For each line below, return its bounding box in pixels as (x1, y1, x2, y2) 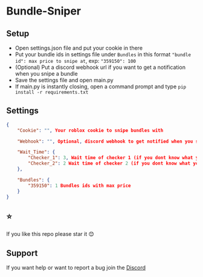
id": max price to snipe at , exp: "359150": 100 (14, 57, 137, 64)
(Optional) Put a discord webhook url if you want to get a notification (14, 64, 186, 71)
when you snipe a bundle (14, 70, 78, 77)
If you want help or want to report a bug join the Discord (6, 264, 146, 272)
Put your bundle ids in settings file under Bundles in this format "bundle (14, 51, 192, 58)
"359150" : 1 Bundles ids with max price (28, 183, 131, 189)
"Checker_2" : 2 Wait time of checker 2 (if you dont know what (28, 160, 191, 167)
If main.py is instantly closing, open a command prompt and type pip (14, 83, 186, 90)
